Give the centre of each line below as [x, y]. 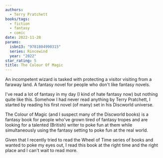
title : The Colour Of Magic [34, 65]
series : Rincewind [29, 51]
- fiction [20, 24]
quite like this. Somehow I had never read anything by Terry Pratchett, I [78, 99]
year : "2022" [23, 56]
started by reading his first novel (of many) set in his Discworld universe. [80, 105]
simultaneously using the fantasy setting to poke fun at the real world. [77, 130]
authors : [14, 10]
